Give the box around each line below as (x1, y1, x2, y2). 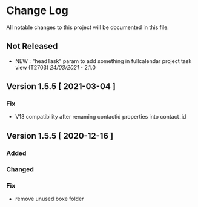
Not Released (6, 41, 58, 51)
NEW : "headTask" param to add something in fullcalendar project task (15, 57, 192, 64)
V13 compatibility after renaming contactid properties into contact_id (15, 113, 186, 120)
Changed (6, 165, 35, 173)
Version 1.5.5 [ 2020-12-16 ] (6, 131, 114, 141)
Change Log (6, 4, 68, 18)
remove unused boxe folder (15, 195, 84, 202)
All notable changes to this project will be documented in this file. (6, 24, 170, 31)
